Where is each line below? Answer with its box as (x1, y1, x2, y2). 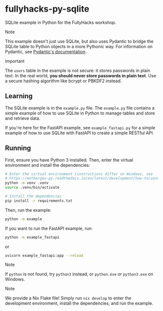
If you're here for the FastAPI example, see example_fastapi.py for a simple (5, 125, 155, 130)
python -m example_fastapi (5, 235, 60, 239)
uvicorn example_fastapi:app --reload (5, 253, 83, 258)
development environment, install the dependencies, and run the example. (5, 300, 154, 306)
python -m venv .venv (5, 181, 49, 185)
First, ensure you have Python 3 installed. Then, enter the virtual (5, 157, 133, 163)
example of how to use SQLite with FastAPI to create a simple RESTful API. (5, 130, 154, 136)
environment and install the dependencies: (5, 162, 91, 168)
